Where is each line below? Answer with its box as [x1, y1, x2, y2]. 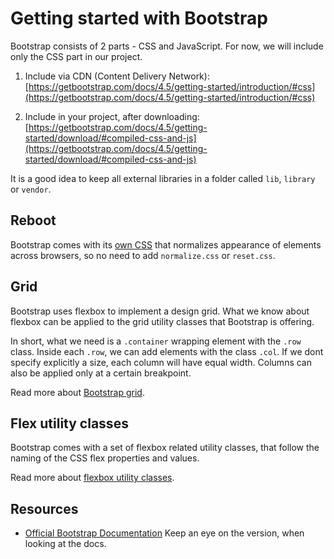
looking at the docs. [24, 538, 107, 550]
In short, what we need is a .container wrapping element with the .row [10, 335, 302, 347]
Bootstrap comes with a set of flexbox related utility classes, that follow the [10, 442, 320, 454]
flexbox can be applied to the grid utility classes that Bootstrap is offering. [10, 315, 315, 327]
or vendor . [10, 183, 52, 195]
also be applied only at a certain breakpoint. [10, 367, 192, 379]
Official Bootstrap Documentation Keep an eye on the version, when [24, 527, 305, 539]
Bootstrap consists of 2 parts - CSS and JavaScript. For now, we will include [10, 40, 324, 52]
